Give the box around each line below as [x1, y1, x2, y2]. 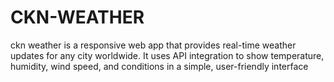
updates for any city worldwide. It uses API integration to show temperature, [10, 49, 325, 61]
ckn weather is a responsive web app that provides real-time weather [10, 39, 297, 51]
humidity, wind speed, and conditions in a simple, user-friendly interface [10, 60, 309, 72]
